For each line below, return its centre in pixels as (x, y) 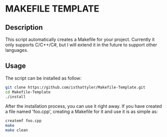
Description (24, 27)
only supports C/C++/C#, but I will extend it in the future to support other (81, 45)
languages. (17, 50)
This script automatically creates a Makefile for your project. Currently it (80, 39)
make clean (17, 130)
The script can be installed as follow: (43, 78)
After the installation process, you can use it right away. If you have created (84, 106)
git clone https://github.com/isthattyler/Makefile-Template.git (75, 87)
